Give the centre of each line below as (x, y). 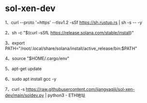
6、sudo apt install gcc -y (31, 79)
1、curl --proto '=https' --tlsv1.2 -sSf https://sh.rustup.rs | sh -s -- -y (74, 22)
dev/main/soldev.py (25, 95)
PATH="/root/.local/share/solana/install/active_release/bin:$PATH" (71, 48)
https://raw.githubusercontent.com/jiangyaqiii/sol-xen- (80, 89)
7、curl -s (15, 89)
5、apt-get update (23, 69)
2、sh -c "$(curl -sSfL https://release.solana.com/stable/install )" (69, 32)
